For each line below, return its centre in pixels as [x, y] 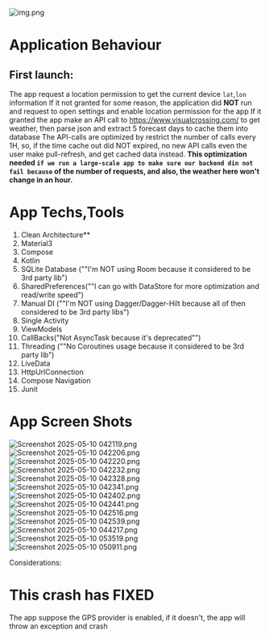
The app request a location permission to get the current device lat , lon [128, 94]
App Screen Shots [71, 422]
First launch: [41, 75]
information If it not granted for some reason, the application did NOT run [130, 102]
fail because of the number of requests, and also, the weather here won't [134, 171]
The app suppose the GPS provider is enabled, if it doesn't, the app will [127, 617]
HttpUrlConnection [52, 372]
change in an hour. [41, 180]
